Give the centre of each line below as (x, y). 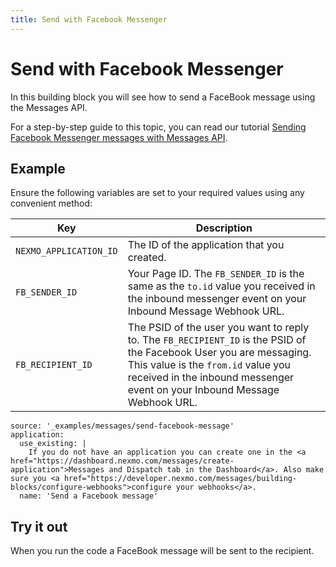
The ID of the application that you (206, 245)
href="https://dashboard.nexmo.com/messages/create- (122, 461)
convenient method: (51, 203)
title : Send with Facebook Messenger (89, 19)
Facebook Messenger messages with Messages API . (119, 137)
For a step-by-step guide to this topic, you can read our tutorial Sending (158, 127)
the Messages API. (49, 107)
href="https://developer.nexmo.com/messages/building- (180, 479)
